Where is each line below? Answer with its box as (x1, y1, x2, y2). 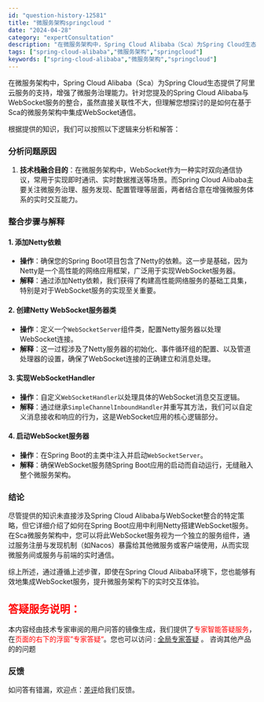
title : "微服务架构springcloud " (8, 19, 112, 27)
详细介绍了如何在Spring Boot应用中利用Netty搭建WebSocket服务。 (35, 521, 253, 530)
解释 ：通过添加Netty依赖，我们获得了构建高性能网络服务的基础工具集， (19, 276, 251, 286)
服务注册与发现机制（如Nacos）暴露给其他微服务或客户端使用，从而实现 (14, 541, 250, 550)
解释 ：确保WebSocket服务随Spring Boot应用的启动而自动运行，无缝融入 (19, 460, 254, 469)
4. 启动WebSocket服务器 (8, 431, 90, 441)
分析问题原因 (8, 146, 57, 157)
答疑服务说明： (8, 602, 81, 615)
